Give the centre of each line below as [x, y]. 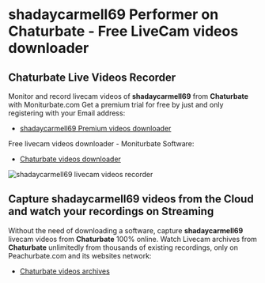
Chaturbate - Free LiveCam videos [123, 31]
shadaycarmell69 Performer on [114, 15]
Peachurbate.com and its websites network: [80, 255]
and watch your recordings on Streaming [111, 211]
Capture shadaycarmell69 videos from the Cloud [131, 199]
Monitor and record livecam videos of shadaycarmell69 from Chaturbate [129, 96]
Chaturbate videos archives [65, 271]
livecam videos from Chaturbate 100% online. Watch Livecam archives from [132, 239]
